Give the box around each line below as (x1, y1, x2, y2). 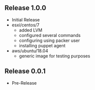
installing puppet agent (19, 42, 66, 48)
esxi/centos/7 (11, 22, 40, 28)
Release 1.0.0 (4, 4, 47, 12)
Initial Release (11, 17, 40, 22)
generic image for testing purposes (19, 53, 91, 59)
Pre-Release (11, 80, 37, 86)
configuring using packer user (19, 37, 80, 43)
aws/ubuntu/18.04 (11, 48, 48, 54)
